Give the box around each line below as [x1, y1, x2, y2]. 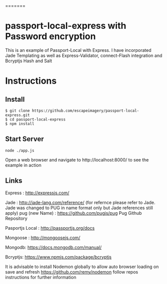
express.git [5, 113, 30, 118]
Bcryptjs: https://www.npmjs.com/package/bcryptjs [5, 254, 112, 260]
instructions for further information [5, 274, 76, 280]
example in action [5, 162, 41, 168]
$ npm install [5, 121, 35, 126]
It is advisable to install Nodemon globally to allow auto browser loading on [5, 264, 159, 270]
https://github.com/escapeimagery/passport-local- [31, 108, 140, 113]
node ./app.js [5, 148, 35, 153]
